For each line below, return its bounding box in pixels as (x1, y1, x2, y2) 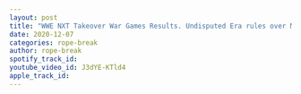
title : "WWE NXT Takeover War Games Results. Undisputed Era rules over (9, 21, 287, 30)
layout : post (9, 13, 58, 22)
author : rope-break (9, 47, 82, 56)
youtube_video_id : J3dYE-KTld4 (9, 64, 126, 73)
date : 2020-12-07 (9, 30, 74, 38)
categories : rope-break (9, 38, 99, 47)
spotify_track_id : (9, 55, 78, 64)
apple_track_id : (9, 72, 70, 81)
